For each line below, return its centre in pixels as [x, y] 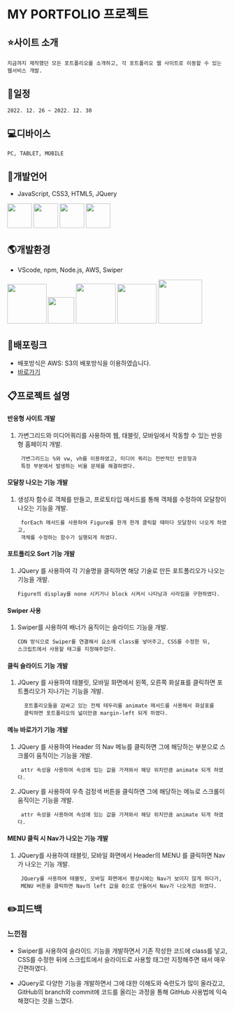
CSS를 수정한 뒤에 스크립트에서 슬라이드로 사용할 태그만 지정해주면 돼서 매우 [121, 959]
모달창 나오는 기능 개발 [38, 482]
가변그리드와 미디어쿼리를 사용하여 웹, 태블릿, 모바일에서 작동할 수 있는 [113, 435]
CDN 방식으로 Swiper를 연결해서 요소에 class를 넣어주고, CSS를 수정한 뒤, [114, 642]
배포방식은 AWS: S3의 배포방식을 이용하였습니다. [84, 363]
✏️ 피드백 [25, 909]
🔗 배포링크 [27, 345]
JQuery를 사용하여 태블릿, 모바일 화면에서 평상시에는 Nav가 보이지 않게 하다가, [121, 879]
